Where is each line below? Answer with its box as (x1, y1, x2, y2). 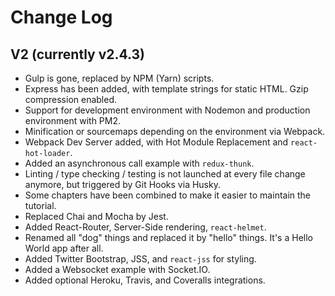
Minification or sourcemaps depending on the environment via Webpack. (24, 126, 326, 137)
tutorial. (24, 200, 57, 211)
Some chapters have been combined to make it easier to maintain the (24, 189, 312, 201)
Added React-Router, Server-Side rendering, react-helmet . (24, 221, 267, 233)
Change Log (10, 6, 113, 29)
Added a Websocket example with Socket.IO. (24, 264, 211, 275)
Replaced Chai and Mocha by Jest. (24, 211, 169, 222)
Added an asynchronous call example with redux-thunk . (24, 157, 255, 169)
